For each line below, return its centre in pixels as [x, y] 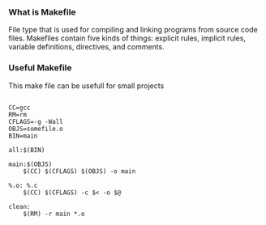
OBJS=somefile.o [36, 129]
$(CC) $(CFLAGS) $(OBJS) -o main [79, 171]
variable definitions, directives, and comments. [86, 47]
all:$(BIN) [27, 150]
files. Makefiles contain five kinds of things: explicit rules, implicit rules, [127, 38]
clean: [19, 206]
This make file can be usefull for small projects [86, 85]
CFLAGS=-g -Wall [36, 121]
